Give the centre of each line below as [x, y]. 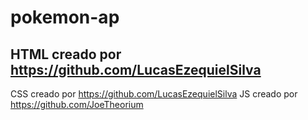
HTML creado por [66, 54]
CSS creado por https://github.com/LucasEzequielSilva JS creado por [154, 94]
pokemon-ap [65, 17]
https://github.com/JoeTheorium [77, 104]
